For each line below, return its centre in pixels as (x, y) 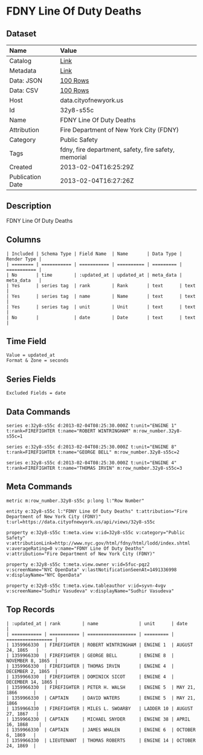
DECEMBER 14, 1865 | (32, 682)
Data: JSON (26, 80)
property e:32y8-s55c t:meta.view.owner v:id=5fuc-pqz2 (78, 564)
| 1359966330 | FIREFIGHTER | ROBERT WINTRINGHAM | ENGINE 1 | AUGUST (100, 645)
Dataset (21, 34)
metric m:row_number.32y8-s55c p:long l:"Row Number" (76, 501)
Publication (25, 177)
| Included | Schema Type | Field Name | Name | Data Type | (94, 254)
